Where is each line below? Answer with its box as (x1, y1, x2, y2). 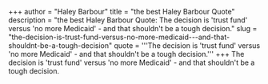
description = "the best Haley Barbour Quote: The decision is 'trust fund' (8, 15, 248, 25)
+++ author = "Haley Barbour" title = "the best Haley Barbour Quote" (8, 7, 235, 16)
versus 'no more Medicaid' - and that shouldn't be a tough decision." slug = (8, 24, 258, 33)
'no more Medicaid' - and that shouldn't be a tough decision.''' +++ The (8, 50, 245, 58)
